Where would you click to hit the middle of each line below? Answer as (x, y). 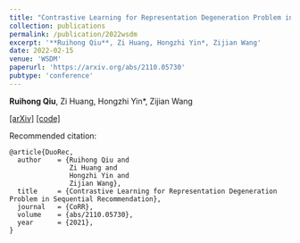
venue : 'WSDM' (36, 59)
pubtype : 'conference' (51, 76)
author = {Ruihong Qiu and (73, 160)
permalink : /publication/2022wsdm (74, 34)
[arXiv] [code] (35, 118)
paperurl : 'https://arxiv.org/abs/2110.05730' (97, 68)
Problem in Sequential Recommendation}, (86, 199)
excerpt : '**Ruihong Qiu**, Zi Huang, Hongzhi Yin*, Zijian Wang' (135, 42)
